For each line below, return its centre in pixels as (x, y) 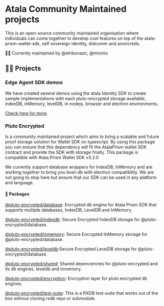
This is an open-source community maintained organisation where (72, 33)
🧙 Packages (17, 194)
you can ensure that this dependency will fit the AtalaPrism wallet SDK (76, 147)
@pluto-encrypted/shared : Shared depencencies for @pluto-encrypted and (82, 264)
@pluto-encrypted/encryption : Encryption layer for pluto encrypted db (76, 278)
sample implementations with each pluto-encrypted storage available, (75, 98)
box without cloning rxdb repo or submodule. (51, 299)
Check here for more (26, 113)
